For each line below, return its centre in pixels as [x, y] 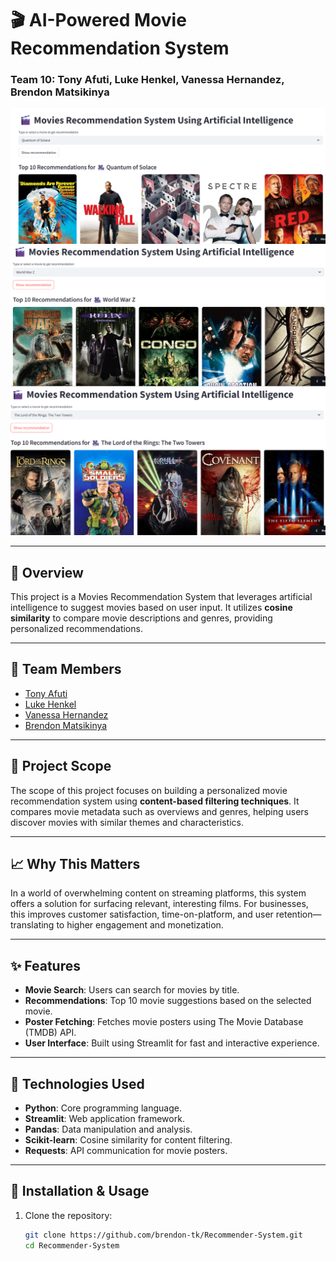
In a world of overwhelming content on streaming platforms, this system [158, 893]
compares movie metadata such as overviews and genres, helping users [160, 811]
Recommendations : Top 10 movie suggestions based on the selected [168, 1001]
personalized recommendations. [76, 629]
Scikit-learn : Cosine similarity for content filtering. [128, 1140]
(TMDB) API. [50, 1033]
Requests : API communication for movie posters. [126, 1151]
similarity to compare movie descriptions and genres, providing [141, 618]
